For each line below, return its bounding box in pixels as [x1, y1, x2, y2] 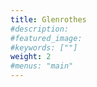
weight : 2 [10, 52, 52, 62]
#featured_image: [10, 33, 83, 43]
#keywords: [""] [10, 42, 78, 53]
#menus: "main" [10, 61, 74, 71]
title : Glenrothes [10, 14, 87, 25]
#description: [10, 24, 70, 34]
